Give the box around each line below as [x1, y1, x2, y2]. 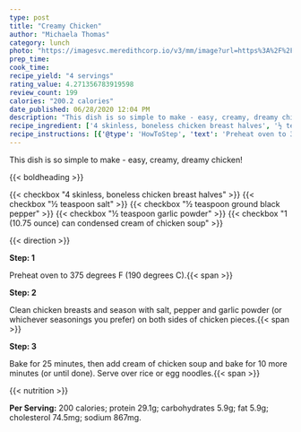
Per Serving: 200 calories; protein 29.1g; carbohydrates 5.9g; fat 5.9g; [9, 402, 269, 413]
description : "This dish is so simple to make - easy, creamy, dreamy [9, 113, 279, 122]
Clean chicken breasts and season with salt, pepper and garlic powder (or [9, 304, 282, 315]
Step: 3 [9, 341, 38, 351]
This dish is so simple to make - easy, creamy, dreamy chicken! [9, 154, 244, 165]
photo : [9, 47, 34, 56]
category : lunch [9, 38, 70, 48]
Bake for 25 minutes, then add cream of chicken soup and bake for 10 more [9, 358, 288, 368]
